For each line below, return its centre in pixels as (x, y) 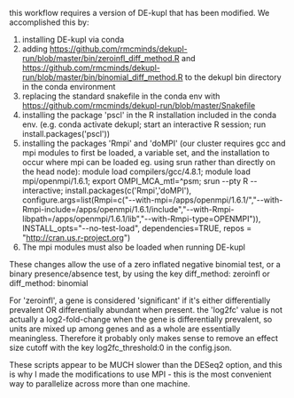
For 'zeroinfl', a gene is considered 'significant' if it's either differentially (140, 300)
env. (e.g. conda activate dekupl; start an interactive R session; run (144, 124)
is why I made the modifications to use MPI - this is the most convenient (140, 374)
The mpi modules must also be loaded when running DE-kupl (134, 247)
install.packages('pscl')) (66, 134)
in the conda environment (69, 87)
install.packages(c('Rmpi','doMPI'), (128, 191)
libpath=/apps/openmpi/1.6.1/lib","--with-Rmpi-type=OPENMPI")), (141, 219)
